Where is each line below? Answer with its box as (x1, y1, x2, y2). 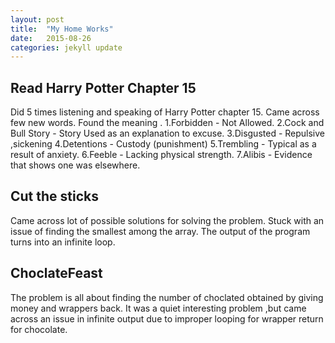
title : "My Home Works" (10, 24, 114, 34)
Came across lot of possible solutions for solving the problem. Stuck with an (10, 214, 325, 226)
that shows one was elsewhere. (10, 159, 141, 171)
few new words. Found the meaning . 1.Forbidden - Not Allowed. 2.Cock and (10, 117, 325, 129)
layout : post (10, 14, 65, 25)
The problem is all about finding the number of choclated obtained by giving (10, 291, 324, 303)
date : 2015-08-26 (10, 33, 92, 43)
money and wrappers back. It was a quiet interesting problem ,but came (10, 302, 307, 314)
